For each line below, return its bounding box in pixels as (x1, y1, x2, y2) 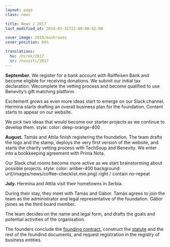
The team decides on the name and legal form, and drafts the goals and (5, 211, 155, 217)
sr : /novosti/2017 (10, 58, 49, 63)
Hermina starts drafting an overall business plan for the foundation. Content (5, 103, 163, 109)
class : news (5, 12, 30, 17)
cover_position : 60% (5, 40, 49, 45)
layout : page (5, 7, 33, 13)
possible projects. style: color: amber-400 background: (5, 165, 121, 171)
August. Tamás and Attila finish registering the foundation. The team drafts (5, 134, 162, 140)
